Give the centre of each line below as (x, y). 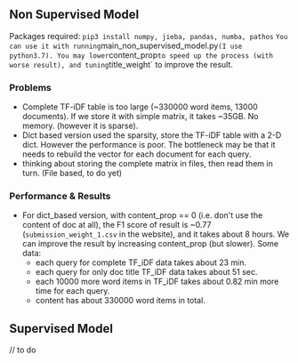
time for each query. (72, 291)
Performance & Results (60, 197)
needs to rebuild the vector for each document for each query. (137, 154)
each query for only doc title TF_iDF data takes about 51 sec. (146, 272)
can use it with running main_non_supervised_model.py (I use (126, 45)
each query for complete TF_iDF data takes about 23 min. (141, 262)
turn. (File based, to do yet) (72, 173)
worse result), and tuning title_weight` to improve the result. (121, 64)
